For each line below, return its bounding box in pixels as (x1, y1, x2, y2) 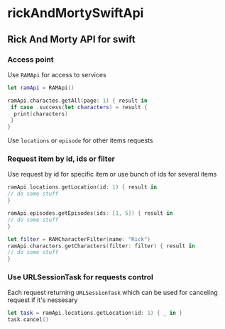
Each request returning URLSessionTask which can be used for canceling (7, 289, 218, 297)
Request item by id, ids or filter (7, 154, 116, 164)
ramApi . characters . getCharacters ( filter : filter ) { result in (7, 242, 195, 250)
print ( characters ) (13, 110, 69, 118)
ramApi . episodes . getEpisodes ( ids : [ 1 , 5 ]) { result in (7, 210, 173, 217)
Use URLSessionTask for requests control (7, 272, 154, 282)
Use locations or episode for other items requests (7, 136, 153, 145)
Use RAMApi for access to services (7, 70, 106, 79)
